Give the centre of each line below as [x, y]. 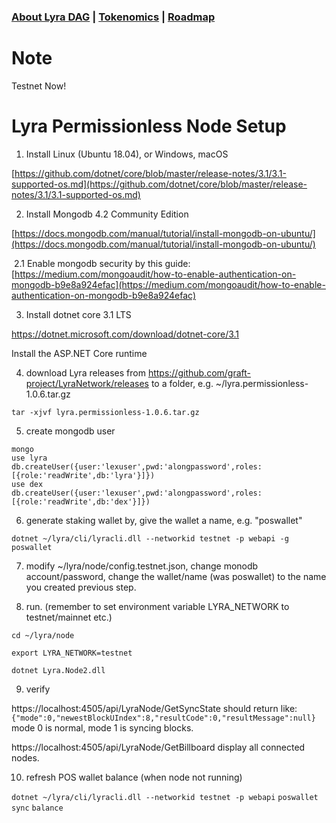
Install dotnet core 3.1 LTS [78, 314]
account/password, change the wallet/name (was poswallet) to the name [176, 576]
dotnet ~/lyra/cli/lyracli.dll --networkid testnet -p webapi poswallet [165, 797]
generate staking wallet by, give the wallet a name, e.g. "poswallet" [164, 520]
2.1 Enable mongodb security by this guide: [102, 263]
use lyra [29, 458]
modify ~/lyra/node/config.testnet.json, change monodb [142, 566]
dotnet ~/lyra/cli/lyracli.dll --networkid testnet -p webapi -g [150, 538]
